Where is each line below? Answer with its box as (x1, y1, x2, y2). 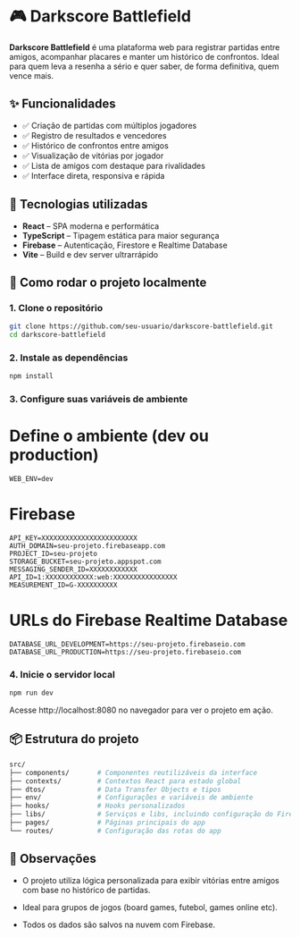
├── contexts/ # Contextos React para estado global (9, 776, 242, 786)
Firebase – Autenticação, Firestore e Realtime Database (21, 240, 228, 250)
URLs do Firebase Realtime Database (9, 611, 288, 630)
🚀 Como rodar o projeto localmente (9, 274, 207, 290)
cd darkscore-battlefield (9, 331, 105, 340)
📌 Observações (9, 851, 96, 866)
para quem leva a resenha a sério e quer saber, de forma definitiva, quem (9, 61, 279, 72)
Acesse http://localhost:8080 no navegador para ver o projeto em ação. (9, 705, 274, 715)
